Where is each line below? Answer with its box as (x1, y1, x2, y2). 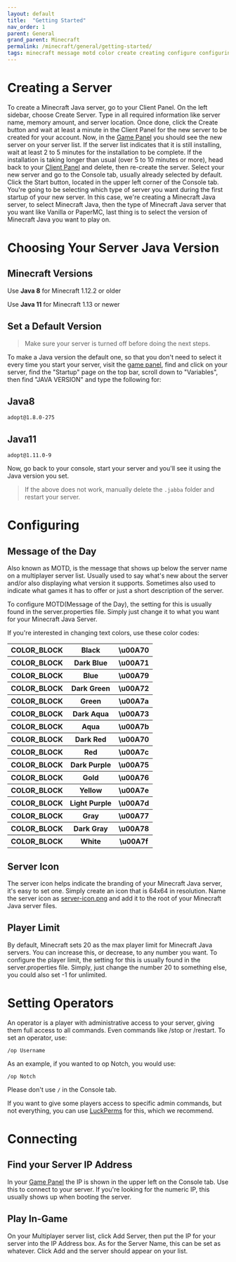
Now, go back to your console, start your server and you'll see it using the (7, 464, 221, 473)
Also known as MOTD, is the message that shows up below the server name (7, 564, 228, 573)
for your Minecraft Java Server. (7, 615, 98, 623)
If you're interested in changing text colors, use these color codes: (7, 629, 199, 637)
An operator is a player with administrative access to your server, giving (7, 1018, 215, 1027)
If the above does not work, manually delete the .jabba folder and (24, 485, 215, 494)
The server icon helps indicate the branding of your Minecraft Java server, (7, 879, 223, 888)
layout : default (7, 10, 55, 18)
